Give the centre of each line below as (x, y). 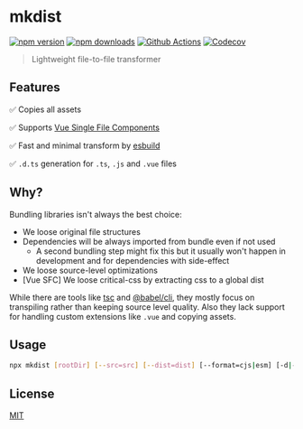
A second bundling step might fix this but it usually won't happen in (161, 251)
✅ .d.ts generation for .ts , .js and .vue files (93, 163)
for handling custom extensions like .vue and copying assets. (123, 316)
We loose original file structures (82, 231)
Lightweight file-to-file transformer (96, 59)
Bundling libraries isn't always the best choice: (96, 214)
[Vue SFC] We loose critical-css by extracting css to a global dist (143, 280)
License (32, 393)
